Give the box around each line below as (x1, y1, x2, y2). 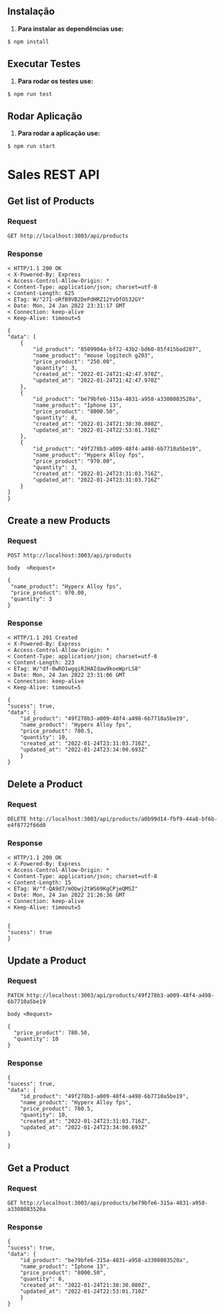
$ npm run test (7, 90, 53, 97)
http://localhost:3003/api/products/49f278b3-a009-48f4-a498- (26, 992, 215, 999)
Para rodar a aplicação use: (17, 129, 101, 138)
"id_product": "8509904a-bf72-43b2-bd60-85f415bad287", (33, 346, 202, 353)
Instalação (7, 6, 55, 18)
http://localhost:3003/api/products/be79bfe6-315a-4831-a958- (20, 1199, 208, 1207)
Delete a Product (7, 778, 83, 790)
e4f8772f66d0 (7, 821, 46, 828)
